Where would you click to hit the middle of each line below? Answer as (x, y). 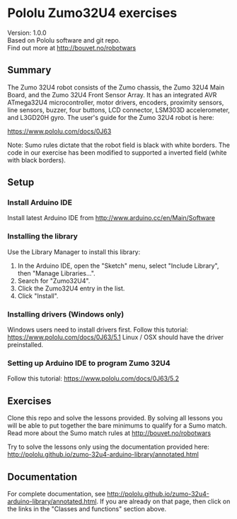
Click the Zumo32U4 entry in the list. (71, 288)
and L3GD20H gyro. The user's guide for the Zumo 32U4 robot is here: (111, 117)
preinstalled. (25, 345)
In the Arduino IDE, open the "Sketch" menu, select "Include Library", (118, 266)
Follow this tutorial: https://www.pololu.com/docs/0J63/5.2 (93, 378)
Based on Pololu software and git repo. (64, 40)
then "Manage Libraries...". (56, 273)
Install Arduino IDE (40, 202)
